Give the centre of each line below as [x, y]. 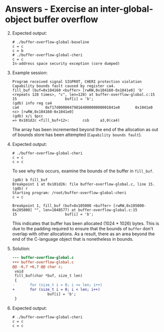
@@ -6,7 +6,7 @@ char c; [37, 267]
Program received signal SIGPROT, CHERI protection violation [77, 82]
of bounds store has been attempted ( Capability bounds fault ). [77, 135]
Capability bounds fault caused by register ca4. [64, 86]
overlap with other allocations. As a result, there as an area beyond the [83, 234]
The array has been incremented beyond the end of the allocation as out [85, 129]
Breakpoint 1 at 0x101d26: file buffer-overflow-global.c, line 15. [83, 184]
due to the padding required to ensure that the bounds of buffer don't [82, 228]
